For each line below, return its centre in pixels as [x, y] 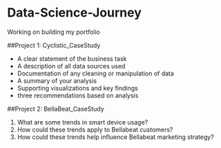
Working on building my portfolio [54, 32]
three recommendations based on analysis [78, 95]
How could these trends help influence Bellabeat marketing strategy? [115, 137]
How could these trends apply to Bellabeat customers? [95, 129]
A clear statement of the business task [72, 58]
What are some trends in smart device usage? [83, 122]
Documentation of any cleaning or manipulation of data [96, 73]
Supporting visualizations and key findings [77, 88]
